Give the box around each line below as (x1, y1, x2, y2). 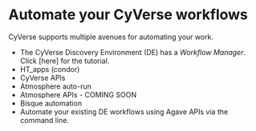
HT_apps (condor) (19, 64, 80, 73)
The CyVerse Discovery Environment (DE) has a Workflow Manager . (19, 47, 246, 57)
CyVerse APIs (19, 73, 66, 82)
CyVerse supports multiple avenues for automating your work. (8, 32, 214, 42)
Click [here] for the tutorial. (19, 56, 110, 65)
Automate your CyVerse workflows (8, 6, 249, 24)
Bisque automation (19, 98, 83, 108)
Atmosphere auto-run (19, 81, 92, 91)
